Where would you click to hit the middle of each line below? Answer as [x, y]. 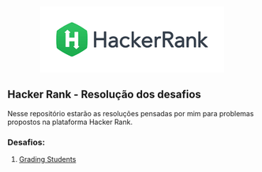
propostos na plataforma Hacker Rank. [70, 122]
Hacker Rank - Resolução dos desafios [105, 95]
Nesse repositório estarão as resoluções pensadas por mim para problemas [131, 113]
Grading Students [47, 159]
